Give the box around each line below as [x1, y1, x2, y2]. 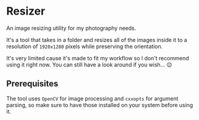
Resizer [6, 4, 46, 18]
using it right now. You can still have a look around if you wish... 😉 [6, 61, 172, 68]
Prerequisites [6, 79, 58, 89]
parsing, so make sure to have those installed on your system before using [6, 101, 194, 108]
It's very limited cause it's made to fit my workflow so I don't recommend [6, 54, 189, 62]
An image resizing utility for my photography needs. [6, 24, 136, 32]
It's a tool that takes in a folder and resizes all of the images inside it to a [6, 36, 187, 43]
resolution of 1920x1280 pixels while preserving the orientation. [6, 43, 163, 50]
